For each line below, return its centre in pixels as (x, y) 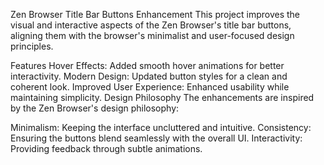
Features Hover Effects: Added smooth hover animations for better (147, 65)
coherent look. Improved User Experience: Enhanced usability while (150, 87)
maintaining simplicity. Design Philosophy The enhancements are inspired (162, 97)
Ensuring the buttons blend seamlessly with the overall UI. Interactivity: (156, 138)
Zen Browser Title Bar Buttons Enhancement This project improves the (155, 14)
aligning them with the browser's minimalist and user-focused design (152, 35)
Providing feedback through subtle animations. (106, 148)
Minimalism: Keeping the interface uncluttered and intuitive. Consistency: (161, 127)
